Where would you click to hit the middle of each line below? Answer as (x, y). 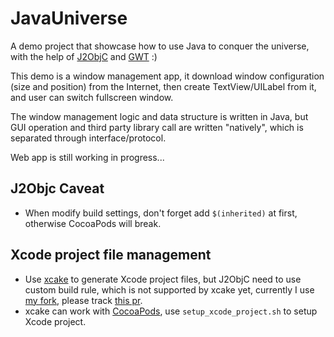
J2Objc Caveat (57, 188)
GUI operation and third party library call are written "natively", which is (157, 127)
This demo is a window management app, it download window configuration (167, 76)
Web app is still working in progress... (87, 157)
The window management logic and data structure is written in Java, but (159, 116)
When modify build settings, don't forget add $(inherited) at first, (161, 213)
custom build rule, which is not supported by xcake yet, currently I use (169, 289)
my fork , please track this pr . (83, 300)
